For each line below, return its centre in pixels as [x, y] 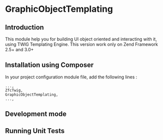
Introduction [25, 27]
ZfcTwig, [14, 90]
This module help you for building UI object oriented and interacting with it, [81, 39]
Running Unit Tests [35, 131]
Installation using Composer [49, 65]
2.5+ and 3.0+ [19, 50]
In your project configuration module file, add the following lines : [71, 77]
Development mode [36, 114]
